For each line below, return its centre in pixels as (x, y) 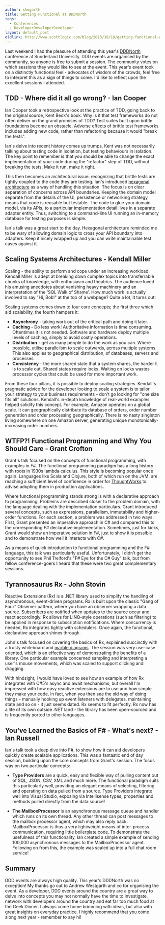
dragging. (15, 668)
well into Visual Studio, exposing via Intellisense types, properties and (83, 796)
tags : (11, 19)
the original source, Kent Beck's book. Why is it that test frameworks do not (82, 115)
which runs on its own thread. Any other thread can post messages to (83, 816)
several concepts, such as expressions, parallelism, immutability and (74, 512)
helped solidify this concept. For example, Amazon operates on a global (78, 405)
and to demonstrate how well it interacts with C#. (55, 538)
